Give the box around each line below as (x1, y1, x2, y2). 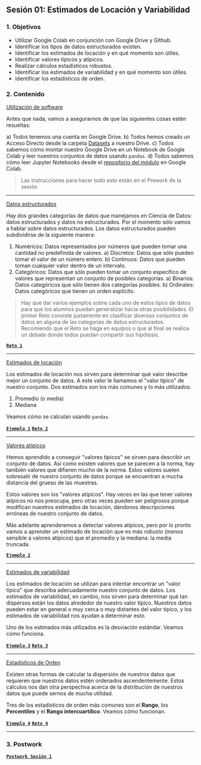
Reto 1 (6, 343, 23, 349)
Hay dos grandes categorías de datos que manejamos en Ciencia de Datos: (6, 212, 193, 219)
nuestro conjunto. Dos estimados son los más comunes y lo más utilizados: (6, 383, 191, 390)
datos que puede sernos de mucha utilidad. (6, 689, 114, 696)
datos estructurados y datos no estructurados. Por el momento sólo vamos (6, 218, 191, 225)
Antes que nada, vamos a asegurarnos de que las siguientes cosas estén (6, 115, 187, 122)
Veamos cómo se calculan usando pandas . (6, 413, 110, 420)
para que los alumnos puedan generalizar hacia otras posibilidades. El (20, 305, 194, 312)
